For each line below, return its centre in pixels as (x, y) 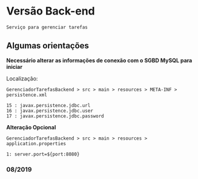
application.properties (36, 143)
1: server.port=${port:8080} (43, 154)
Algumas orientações (48, 46)
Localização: (22, 78)
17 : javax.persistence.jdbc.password (55, 116)
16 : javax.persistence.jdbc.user (50, 111)
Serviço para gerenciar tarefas (47, 27)
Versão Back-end (51, 11)
